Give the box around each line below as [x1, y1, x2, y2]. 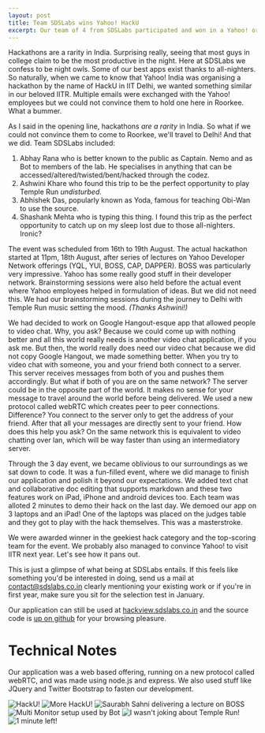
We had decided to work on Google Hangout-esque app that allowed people [8, 318, 256, 328]
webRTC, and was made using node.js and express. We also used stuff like [8, 675, 252, 686]
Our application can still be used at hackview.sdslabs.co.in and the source [8, 605, 249, 615]
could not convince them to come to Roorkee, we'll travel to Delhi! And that [8, 130, 252, 140]
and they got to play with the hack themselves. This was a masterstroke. [8, 518, 243, 527]
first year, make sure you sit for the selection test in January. [8, 590, 205, 600]
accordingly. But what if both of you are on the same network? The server [8, 377, 248, 386]
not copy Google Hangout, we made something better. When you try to [8, 352, 239, 361]
